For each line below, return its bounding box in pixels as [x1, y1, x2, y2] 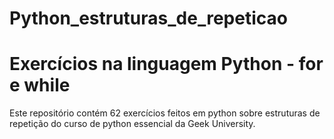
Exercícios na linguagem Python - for [9, 53, 324, 76]
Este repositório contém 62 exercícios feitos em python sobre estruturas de [9, 107, 321, 119]
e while [9, 74, 71, 97]
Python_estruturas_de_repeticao [9, 7, 288, 30]
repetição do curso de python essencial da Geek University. [9, 118, 256, 130]
